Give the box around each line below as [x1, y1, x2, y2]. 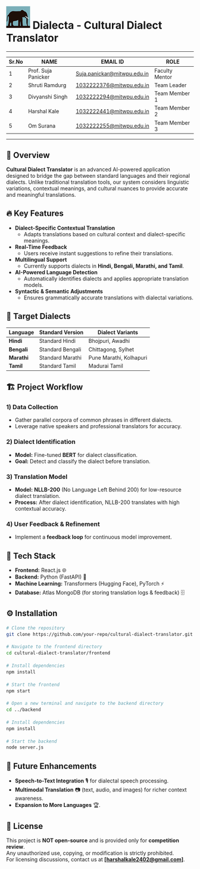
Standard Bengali [39, 345, 82, 353]
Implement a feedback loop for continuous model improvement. [14, 533, 172, 541]
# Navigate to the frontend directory [6, 644, 102, 650]
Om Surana [27, 122, 56, 129]
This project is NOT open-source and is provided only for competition [6, 837, 180, 844]
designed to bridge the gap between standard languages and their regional [6, 172, 190, 179]
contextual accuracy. [14, 505, 67, 512]
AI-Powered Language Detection [14, 268, 98, 276]
